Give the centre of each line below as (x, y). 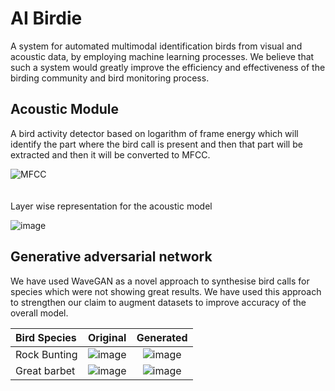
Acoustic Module (64, 109)
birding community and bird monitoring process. (110, 78)
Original (107, 337)
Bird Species (46, 337)
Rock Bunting (46, 354)
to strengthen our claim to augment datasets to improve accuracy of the (158, 302)
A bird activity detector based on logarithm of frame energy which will (154, 133)
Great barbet (45, 370)
